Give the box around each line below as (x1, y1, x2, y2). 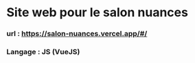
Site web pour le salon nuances (6, 5, 188, 20)
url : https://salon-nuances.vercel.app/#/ (6, 29, 148, 39)
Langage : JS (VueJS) (6, 47, 80, 57)
